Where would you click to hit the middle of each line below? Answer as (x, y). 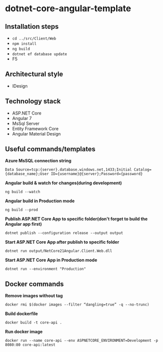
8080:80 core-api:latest (30, 345)
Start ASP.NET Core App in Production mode (51, 260)
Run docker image (24, 332)
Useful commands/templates (50, 149)
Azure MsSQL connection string (38, 161)
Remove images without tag (34, 296)
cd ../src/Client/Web (34, 39)
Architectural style (34, 74)
